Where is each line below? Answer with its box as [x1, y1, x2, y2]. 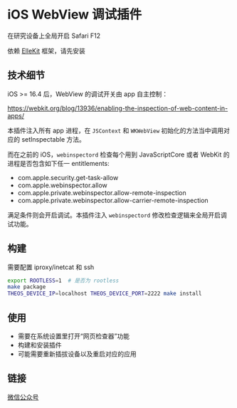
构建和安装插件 [17, 341, 62, 349]
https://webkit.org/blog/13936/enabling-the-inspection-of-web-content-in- [7, 104, 228, 113]
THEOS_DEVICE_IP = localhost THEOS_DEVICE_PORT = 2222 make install [7, 290, 202, 298]
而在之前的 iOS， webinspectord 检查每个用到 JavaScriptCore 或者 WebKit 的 [7, 150, 230, 159]
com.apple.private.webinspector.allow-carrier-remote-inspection [17, 196, 209, 204]
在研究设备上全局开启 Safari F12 [7, 31, 101, 40]
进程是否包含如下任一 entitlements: [7, 159, 110, 167]
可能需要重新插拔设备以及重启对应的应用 [17, 350, 137, 358]
